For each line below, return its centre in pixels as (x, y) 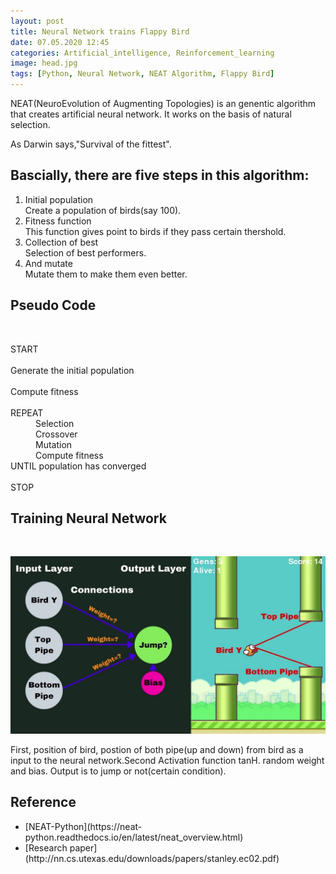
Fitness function (58, 221)
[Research (46, 847)
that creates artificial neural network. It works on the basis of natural (151, 114)
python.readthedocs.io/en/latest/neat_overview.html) (134, 837)
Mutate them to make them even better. (106, 274)
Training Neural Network (88, 518)
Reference (43, 802)
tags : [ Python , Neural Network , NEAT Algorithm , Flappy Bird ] (142, 74)
